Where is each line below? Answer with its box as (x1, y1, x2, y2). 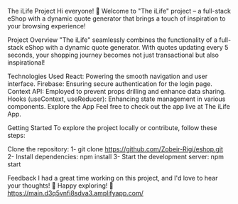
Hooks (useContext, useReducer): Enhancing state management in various (7, 95, 226, 103)
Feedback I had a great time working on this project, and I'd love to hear (7, 174, 218, 182)
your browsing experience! (7, 22, 86, 30)
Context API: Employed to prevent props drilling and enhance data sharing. (7, 87, 226, 95)
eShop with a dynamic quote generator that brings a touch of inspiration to (7, 14, 226, 23)
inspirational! (7, 58, 45, 67)
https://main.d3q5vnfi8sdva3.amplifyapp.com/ (7, 189, 144, 197)
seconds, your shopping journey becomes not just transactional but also (7, 50, 219, 59)
